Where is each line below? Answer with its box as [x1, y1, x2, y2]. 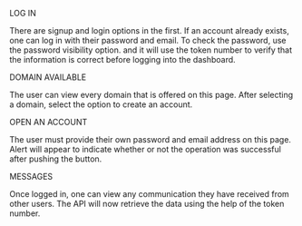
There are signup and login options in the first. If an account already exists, [9, 25, 290, 35]
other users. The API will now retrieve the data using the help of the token [9, 199, 285, 209]
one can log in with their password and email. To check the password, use [9, 35, 287, 45]
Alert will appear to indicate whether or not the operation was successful [9, 144, 281, 154]
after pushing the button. [9, 153, 102, 164]
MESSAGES [9, 172, 54, 182]
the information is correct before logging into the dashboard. [9, 54, 236, 64]
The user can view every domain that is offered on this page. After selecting [9, 90, 294, 100]
